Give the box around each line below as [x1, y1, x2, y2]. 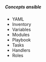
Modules [12, 32, 30, 38]
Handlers [12, 47, 31, 53]
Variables [12, 26, 31, 32]
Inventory [12, 21, 31, 27]
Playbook [12, 37, 31, 42]
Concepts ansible [5, 4, 42, 10]
